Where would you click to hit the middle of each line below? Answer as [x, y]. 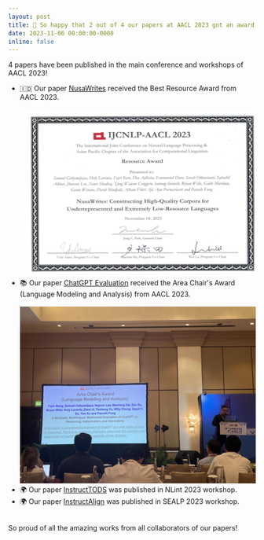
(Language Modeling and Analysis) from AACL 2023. [105, 294]
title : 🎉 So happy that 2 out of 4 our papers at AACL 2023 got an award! [133, 25]
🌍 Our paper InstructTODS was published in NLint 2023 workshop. [128, 489]
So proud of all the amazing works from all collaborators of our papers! [123, 527]
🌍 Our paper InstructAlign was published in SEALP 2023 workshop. [129, 501]
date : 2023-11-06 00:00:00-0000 [61, 33]
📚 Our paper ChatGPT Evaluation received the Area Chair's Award [127, 282]
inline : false [31, 42]
